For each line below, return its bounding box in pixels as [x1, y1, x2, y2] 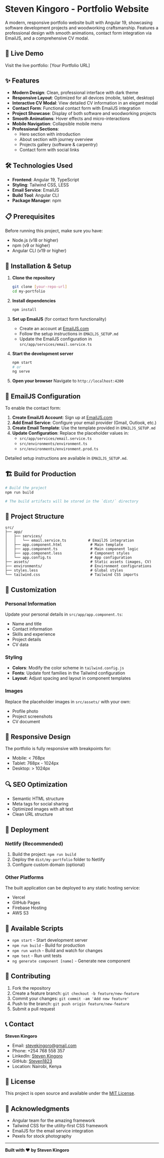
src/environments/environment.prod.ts [19, 446, 99, 452]
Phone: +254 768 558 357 [12, 1047, 65, 1053]
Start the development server [12, 351, 74, 356]
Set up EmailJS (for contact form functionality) [12, 316, 106, 322]
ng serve [12, 369, 30, 374]
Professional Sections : [12, 126, 60, 132]
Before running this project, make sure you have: [5, 228, 103, 234]
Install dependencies [12, 297, 56, 304]
